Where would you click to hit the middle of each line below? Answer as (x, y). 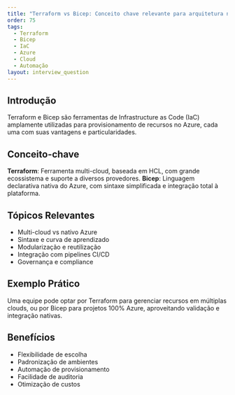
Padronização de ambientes (58, 361)
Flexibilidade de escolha (52, 354)
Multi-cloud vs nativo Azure (57, 232)
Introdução (32, 100)
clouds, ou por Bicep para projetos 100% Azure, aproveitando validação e (114, 308)
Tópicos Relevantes (51, 215)
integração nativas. (35, 315)
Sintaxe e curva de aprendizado (63, 239)
